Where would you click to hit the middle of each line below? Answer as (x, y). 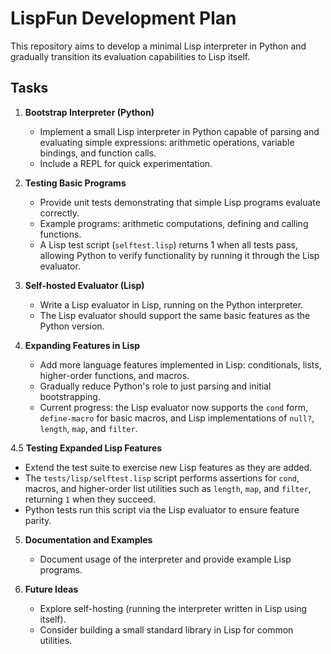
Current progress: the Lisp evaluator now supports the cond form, (174, 407)
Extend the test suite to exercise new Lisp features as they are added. (168, 467)
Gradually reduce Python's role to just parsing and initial (155, 386)
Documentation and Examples (88, 539)
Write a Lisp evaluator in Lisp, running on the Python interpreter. (171, 304)
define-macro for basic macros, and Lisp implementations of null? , (177, 418)
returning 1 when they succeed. (90, 499)
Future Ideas (51, 589)
